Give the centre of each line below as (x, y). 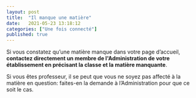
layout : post (23, 12)
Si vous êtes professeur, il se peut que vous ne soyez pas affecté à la (93, 77)
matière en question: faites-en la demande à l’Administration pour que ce (98, 83)
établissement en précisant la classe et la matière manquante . (87, 65)
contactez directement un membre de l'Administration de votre (88, 58)
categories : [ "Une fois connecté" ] (52, 29)
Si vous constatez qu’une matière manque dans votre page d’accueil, (93, 52)
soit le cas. (20, 89)
